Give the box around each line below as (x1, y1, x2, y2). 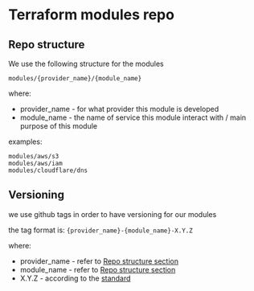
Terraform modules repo (8, 6, 175, 24)
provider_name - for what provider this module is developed (19, 105, 219, 113)
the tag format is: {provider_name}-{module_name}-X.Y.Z (8, 225, 193, 235)
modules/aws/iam (8, 159, 63, 167)
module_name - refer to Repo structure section (19, 264, 176, 274)
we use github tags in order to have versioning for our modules (8, 209, 217, 219)
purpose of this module (19, 121, 98, 130)
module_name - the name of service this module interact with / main (19, 113, 247, 122)
